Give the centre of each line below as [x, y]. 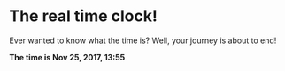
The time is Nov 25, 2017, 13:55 [67, 57]
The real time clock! [83, 16]
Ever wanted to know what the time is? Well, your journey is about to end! [143, 40]
